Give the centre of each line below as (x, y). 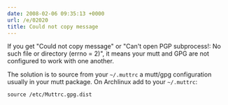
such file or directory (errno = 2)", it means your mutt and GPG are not (108, 54)
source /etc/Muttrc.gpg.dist (50, 95)
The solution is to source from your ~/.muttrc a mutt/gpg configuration (109, 74)
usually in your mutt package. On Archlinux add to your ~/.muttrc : (102, 82)
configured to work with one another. (60, 61)
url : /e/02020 (28, 20)
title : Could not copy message (53, 26)
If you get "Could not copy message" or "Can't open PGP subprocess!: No (114, 47)
